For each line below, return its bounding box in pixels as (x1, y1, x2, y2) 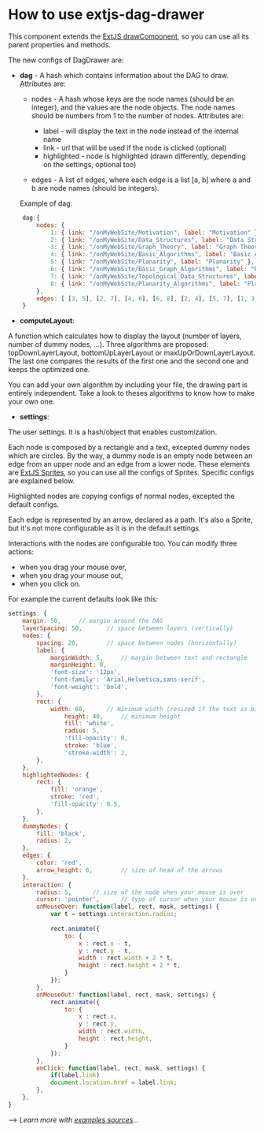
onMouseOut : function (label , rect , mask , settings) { (36, 991, 216, 999)
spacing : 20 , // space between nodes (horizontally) (36, 639, 237, 647)
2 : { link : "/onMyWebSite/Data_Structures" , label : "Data (49, 236, 244, 244)
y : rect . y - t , (78, 947, 132, 955)
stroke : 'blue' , (64, 742, 118, 750)
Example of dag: (19, 199, 73, 208)
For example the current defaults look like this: (8, 594, 159, 604)
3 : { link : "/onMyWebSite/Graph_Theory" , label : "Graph (49, 243, 237, 251)
